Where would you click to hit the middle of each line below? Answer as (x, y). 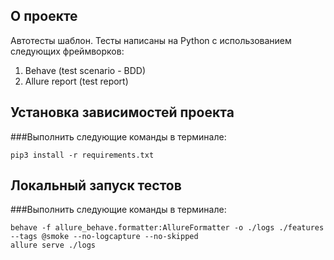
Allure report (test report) (76, 81)
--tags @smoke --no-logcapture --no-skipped (104, 237)
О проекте (44, 16)
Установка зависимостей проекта (122, 112)
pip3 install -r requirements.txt (82, 155)
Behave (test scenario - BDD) (85, 70)
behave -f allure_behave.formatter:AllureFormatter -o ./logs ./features (167, 228)
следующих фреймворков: (67, 51)
